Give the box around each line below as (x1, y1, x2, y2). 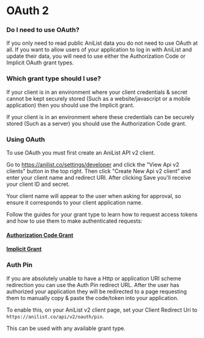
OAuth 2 (6, 4, 49, 18)
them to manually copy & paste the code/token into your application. (6, 294, 179, 301)
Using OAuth (6, 135, 45, 144)
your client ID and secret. (6, 180, 70, 188)
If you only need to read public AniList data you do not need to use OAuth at (6, 39, 198, 47)
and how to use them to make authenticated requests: (6, 217, 143, 225)
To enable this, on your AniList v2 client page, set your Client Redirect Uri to (6, 306, 198, 313)
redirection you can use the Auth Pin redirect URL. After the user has (6, 281, 179, 288)
